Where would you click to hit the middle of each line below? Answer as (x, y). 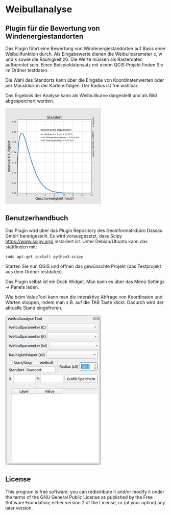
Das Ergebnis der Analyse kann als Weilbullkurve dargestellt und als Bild (81, 95)
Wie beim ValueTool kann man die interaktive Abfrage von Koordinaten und (84, 297)
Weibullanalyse (39, 9)
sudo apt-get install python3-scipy (44, 256)
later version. (19, 508)
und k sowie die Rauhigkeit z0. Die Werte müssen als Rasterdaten (74, 59)
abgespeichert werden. (30, 101)
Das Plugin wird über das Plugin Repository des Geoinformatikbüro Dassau (84, 230)
